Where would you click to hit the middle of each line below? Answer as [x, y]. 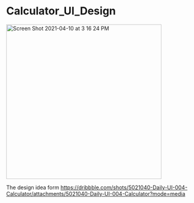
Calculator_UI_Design [61, 11]
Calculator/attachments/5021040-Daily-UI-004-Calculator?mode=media [96, 193]
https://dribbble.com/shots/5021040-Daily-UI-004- [124, 187]
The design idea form [33, 187]
